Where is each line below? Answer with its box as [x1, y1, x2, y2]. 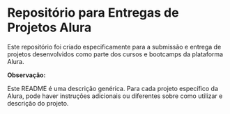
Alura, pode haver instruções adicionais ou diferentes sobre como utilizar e [7, 92, 223, 100]
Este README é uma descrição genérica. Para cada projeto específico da [7, 84, 218, 92]
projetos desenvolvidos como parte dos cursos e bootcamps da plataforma [7, 50, 224, 58]
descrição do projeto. [7, 99, 69, 107]
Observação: [7, 71, 46, 79]
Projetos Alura [7, 19, 92, 35]
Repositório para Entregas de [7, 5, 179, 21]
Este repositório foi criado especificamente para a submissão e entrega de [7, 42, 222, 51]
